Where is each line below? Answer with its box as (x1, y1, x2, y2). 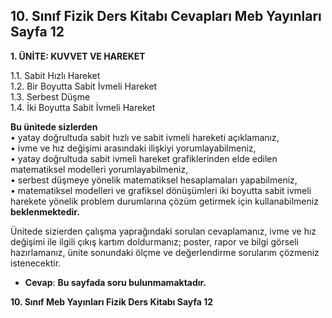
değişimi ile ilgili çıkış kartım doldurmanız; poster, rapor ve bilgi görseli (10, 235, 299, 248)
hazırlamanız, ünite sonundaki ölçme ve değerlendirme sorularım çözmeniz (10, 246, 320, 258)
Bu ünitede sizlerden (10, 120, 98, 133)
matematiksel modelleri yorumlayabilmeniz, (10, 163, 189, 175)
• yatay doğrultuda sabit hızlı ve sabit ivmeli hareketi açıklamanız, (10, 131, 280, 143)
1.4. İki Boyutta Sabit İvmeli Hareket (10, 101, 156, 113)
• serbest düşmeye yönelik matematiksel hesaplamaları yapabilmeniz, (10, 174, 298, 186)
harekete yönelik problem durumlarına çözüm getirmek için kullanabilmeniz (10, 195, 319, 207)
